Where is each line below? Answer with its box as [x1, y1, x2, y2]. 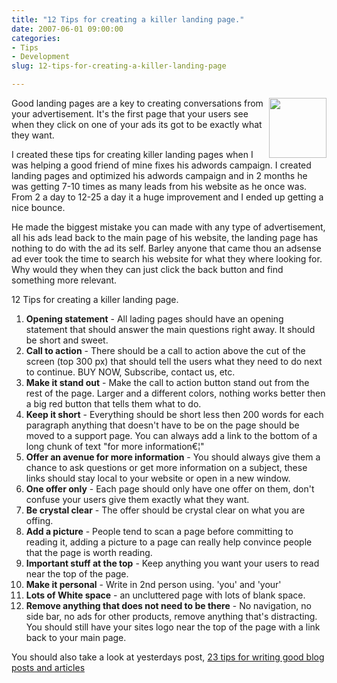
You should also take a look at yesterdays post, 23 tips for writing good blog [11, 651, 325, 663]
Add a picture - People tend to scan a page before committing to [25, 526, 294, 537]
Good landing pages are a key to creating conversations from [11, 97, 264, 109]
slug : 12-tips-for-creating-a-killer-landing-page [11, 61, 227, 71]
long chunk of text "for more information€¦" [25, 441, 205, 452]
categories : [11, 33, 61, 43]
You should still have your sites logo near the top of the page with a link [25, 621, 321, 633]
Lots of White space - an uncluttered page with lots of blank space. [25, 589, 306, 601]
